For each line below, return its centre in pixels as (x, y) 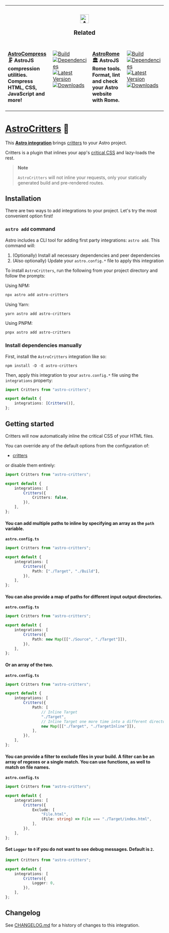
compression (24, 69)
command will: (20, 245)
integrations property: (29, 380)
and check (105, 81)
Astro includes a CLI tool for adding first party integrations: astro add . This (82, 240)
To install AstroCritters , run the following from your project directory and (81, 270)
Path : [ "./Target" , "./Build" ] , (66, 571)
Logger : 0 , (44, 883)
